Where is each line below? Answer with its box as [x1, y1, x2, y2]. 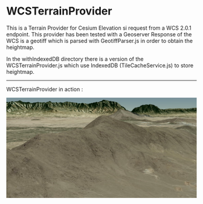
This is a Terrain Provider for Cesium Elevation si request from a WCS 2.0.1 [6, 24, 192, 31]
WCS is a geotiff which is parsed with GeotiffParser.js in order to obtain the [6, 37, 193, 44]
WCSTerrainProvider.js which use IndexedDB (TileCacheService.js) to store [6, 62, 194, 69]
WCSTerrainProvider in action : [6, 85, 83, 93]
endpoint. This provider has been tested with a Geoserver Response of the [6, 30, 192, 38]
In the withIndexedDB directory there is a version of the [6, 55, 144, 62]
